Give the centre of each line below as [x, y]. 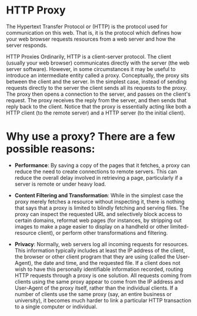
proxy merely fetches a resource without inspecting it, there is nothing [100, 201]
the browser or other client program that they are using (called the [95, 257]
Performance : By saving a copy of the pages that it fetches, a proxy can [102, 165]
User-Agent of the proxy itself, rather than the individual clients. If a [96, 288]
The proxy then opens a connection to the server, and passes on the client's [98, 94]
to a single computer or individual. [56, 307]
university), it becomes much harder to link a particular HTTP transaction [103, 300]
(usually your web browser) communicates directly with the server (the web [98, 63]
